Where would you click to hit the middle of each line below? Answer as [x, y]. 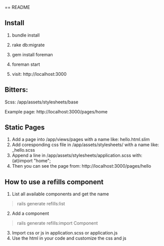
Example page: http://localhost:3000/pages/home [56, 111]
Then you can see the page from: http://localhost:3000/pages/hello [81, 166]
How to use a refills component [54, 182]
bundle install [26, 35]
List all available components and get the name [60, 194]
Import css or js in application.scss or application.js [65, 233]
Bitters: [16, 90]
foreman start [26, 64]
